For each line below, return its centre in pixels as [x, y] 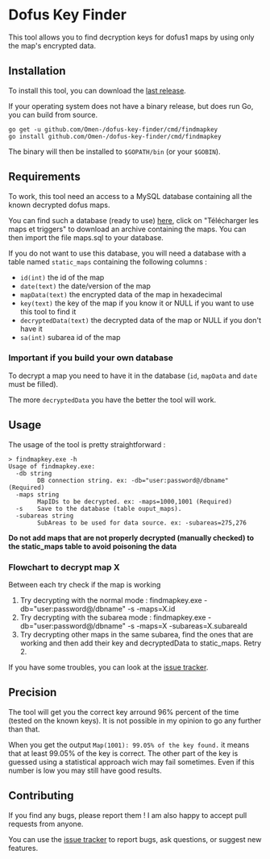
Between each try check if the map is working [85, 584]
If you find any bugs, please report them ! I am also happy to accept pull [128, 815]
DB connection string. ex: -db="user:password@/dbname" [133, 480]
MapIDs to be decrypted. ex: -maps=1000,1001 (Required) [135, 501]
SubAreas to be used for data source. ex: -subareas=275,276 [142, 523]
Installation [37, 71]
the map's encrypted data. [52, 45]
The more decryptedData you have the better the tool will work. [112, 400]
